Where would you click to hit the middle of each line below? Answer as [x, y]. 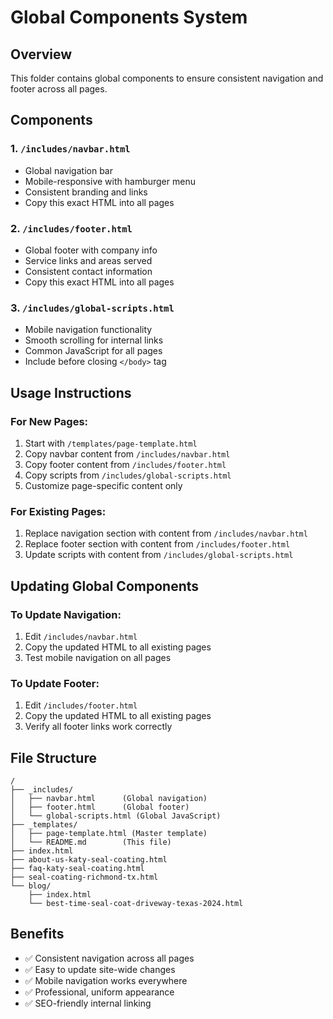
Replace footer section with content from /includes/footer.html [157, 544]
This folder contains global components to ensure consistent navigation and [167, 78]
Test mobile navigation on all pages [98, 657]
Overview [41, 54]
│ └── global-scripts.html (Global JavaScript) [116, 816]
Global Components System [129, 17]
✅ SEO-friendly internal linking [88, 1003]
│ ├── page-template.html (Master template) [109, 834]
